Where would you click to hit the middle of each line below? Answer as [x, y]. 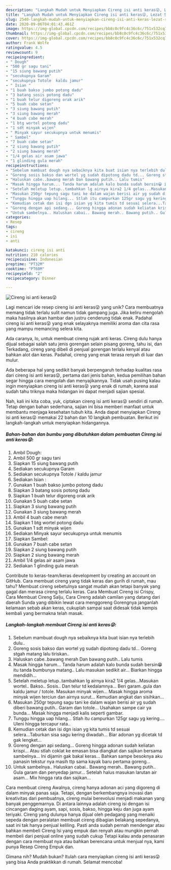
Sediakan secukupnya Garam [44, 468]
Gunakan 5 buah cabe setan [43, 501]
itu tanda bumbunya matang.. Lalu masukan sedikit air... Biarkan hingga [88, 670]
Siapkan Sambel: [31, 538]
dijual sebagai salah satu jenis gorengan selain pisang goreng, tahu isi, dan [84, 344]
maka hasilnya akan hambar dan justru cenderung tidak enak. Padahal [79, 318]
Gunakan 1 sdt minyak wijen [42, 528]
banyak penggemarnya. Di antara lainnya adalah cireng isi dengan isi [78, 804]
